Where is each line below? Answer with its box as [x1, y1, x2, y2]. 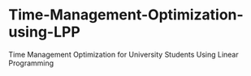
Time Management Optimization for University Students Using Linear [8, 49, 240, 59]
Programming [8, 58, 54, 68]
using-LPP [8, 23, 81, 41]
